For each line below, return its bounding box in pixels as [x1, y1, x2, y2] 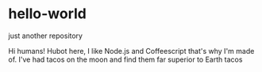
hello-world [8, 5, 87, 23]
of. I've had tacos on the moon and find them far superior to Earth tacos [8, 55, 243, 64]
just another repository [8, 31, 83, 40]
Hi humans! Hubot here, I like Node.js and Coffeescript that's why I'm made [8, 46, 255, 55]
